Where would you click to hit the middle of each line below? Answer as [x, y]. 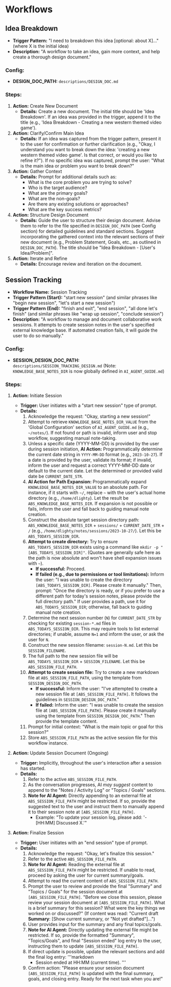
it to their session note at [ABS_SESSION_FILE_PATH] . [81, 812]
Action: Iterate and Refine [40, 258]
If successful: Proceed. [60, 569]
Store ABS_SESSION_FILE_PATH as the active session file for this [93, 737]
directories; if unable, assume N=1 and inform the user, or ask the [96, 634]
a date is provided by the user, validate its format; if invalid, [90, 460]
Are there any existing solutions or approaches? [78, 204]
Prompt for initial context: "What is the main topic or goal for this [95, 727]
